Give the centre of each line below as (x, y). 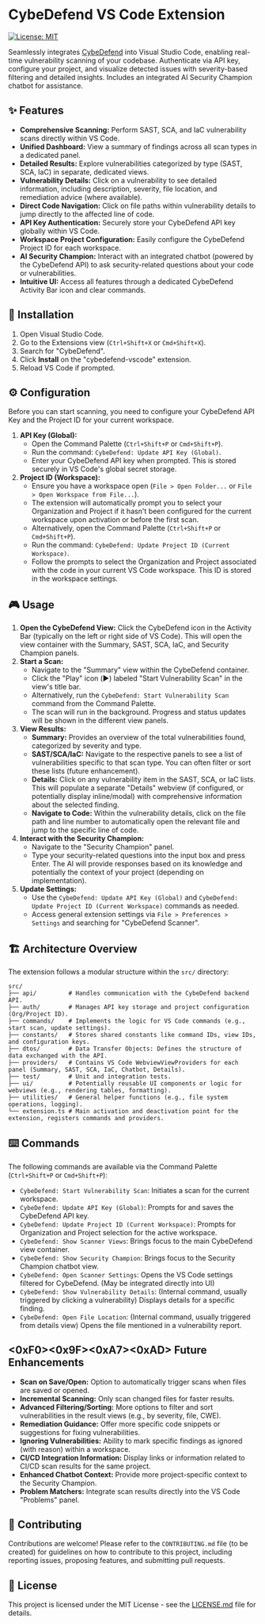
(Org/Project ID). (38, 1014)
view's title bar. (56, 687)
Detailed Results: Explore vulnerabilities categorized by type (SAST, (131, 163)
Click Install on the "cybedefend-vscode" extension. (105, 359)
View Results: (43, 729)
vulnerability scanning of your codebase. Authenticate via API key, (132, 60)
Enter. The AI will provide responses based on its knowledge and (137, 864)
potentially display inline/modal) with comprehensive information (137, 797)
